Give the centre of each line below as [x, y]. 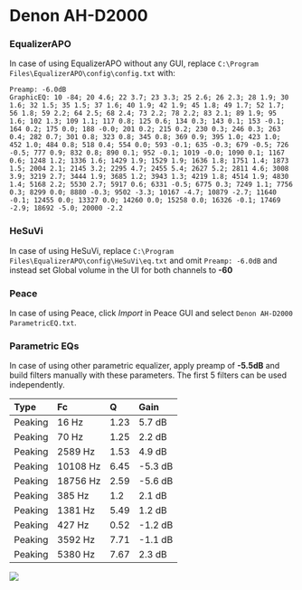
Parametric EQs [44, 346]
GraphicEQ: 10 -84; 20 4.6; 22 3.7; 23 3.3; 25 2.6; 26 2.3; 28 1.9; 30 [149, 98]
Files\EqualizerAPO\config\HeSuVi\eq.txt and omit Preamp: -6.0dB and [143, 260]
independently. [37, 385]
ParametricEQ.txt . [43, 323]
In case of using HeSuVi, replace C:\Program [92, 250]
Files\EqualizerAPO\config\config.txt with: [93, 73]
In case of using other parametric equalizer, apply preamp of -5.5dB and [145, 366]
